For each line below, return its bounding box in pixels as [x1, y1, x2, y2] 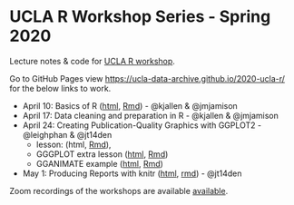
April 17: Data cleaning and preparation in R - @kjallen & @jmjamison [22, 110, 279, 121]
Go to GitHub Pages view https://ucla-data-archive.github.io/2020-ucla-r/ [9, 73, 286, 83]
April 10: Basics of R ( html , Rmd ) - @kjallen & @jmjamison [22, 100, 238, 111]
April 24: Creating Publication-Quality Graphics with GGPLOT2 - [22, 120, 261, 131]
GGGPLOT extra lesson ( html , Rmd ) [35, 148, 169, 160]
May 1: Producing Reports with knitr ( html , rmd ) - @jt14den [22, 168, 242, 179]
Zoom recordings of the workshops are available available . [9, 185, 229, 196]
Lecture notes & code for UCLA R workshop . [9, 55, 175, 66]
